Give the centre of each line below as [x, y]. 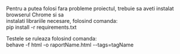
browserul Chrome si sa [35, 15]
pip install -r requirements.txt [41, 27]
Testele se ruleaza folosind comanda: [52, 38]
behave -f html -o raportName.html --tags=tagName [70, 45]
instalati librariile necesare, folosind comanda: [62, 21]
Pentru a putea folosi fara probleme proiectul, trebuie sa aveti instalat [90, 9]
